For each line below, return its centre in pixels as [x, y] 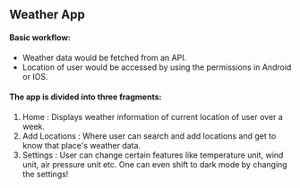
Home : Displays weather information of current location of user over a [153, 116]
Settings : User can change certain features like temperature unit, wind [153, 155]
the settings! [45, 174]
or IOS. [35, 76]
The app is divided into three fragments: [86, 97]
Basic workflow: [40, 37]
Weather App [47, 15]
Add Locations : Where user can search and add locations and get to [149, 136]
